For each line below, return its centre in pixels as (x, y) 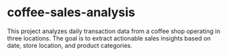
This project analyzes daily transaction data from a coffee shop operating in (114, 31)
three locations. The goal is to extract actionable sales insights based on (109, 38)
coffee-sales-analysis (71, 12)
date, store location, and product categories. (70, 45)
